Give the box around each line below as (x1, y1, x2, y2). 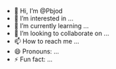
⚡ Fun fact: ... (13, 55, 53, 63)
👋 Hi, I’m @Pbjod (13, 7, 63, 15)
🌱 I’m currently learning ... (13, 22, 89, 30)
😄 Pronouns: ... (13, 47, 60, 56)
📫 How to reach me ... (13, 37, 79, 45)
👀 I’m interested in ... (13, 14, 74, 23)
